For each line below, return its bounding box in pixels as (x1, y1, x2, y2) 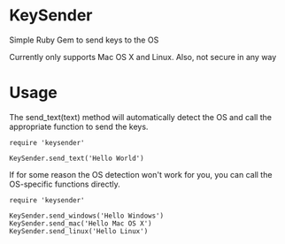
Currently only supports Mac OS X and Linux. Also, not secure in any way (9, 51, 277, 62)
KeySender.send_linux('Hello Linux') (9, 226, 149, 235)
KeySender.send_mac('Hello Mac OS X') (9, 218, 152, 228)
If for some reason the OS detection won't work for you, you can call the (9, 169, 273, 179)
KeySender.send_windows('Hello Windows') (9, 211, 165, 220)
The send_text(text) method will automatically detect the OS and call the (9, 111, 273, 122)
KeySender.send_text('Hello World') (9, 154, 144, 163)
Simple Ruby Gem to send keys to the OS (9, 34, 159, 45)
